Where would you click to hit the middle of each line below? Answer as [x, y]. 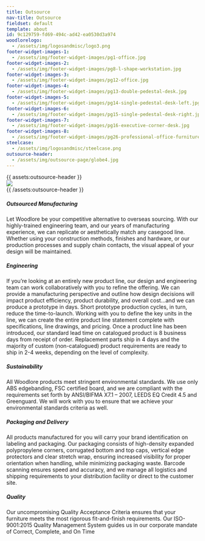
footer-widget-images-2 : [38, 63]
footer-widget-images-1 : [38, 52]
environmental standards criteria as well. [57, 408]
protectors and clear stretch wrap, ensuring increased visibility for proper [99, 457]
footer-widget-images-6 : [38, 109]
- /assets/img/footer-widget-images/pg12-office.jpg [80, 80]
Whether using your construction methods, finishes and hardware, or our [98, 238]
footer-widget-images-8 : [38, 131]
